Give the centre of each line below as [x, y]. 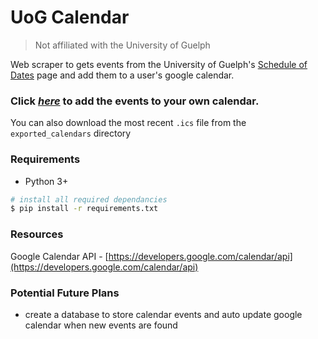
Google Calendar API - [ [59, 256]
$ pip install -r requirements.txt [84, 209]
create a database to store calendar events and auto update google [163, 314]
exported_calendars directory [71, 133]
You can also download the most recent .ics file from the [128, 123]
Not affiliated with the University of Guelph [122, 45]
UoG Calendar [70, 17]
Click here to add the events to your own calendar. [135, 101]
